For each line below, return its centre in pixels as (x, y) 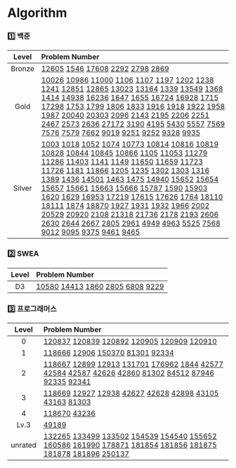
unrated (24, 446)
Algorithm (37, 13)
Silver (22, 188)
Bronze (23, 69)
